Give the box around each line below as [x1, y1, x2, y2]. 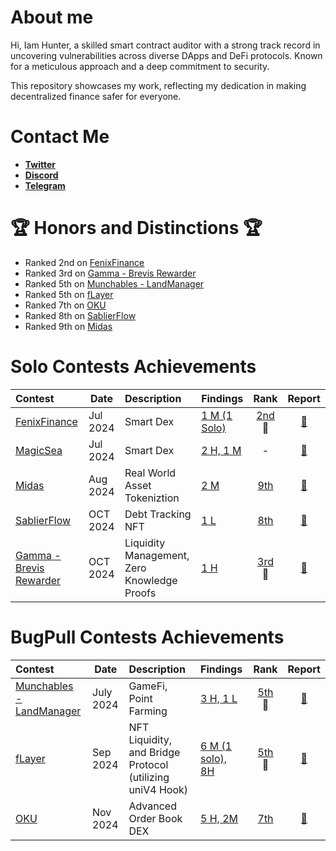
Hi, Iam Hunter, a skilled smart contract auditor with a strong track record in [10, 39, 321, 51]
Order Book [128, 811, 183, 825]
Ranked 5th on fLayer [24, 288, 114, 300]
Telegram [24, 179, 66, 191]
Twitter [24, 158, 56, 170]
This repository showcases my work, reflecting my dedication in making [10, 79, 307, 91]
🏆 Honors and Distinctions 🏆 [10, 217, 263, 240]
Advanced [128, 799, 177, 813]
